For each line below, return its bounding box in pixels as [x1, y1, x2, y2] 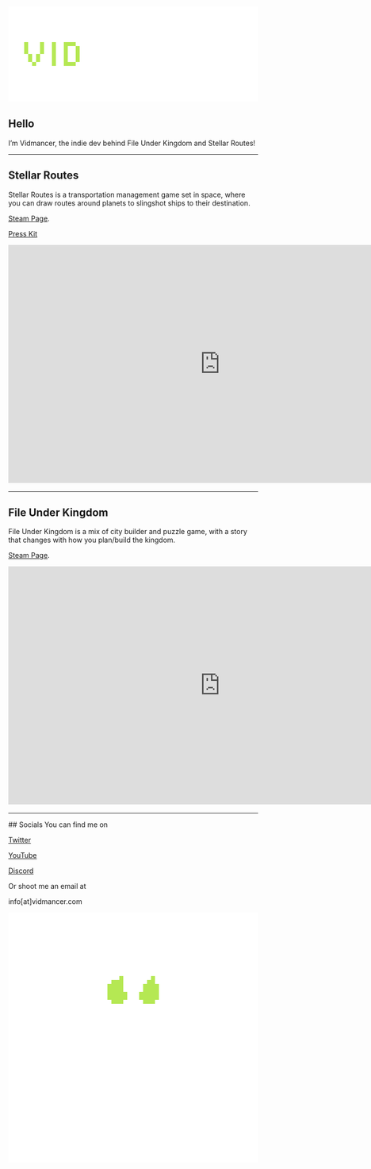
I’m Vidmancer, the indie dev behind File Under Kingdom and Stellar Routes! [8, 138, 256, 148]
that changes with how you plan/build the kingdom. [8, 535, 176, 545]
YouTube [8, 851, 37, 860]
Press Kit [8, 229, 38, 238]
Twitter [8, 836, 32, 845]
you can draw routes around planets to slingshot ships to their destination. [8, 198, 251, 208]
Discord [8, 866, 34, 875]
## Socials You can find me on [8, 820, 109, 829]
